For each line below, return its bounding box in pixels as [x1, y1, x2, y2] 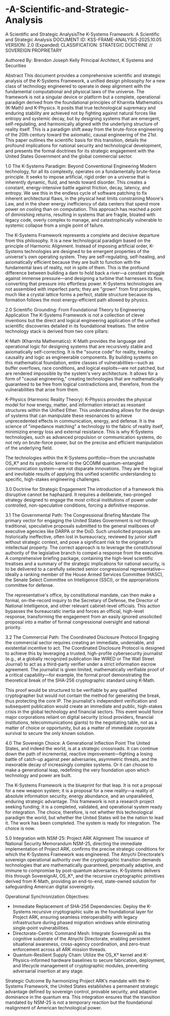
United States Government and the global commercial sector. [5, 153, 133, 159]
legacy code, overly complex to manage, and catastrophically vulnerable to [5, 217, 162, 223]
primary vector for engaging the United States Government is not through [5, 517, 159, 523]
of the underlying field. [5, 445, 53, 451]
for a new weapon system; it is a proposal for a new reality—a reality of [5, 787, 154, 793]
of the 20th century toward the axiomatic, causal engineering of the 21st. [5, 131, 158, 137]
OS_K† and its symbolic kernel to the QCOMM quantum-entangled [5, 460, 144, 466]
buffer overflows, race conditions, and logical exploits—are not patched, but [5, 365, 164, 371]
